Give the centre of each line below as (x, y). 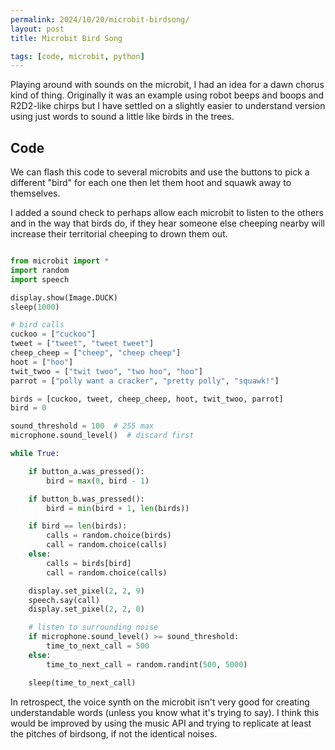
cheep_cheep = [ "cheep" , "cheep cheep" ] (96, 353)
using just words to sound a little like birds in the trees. (122, 117)
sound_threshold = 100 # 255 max (82, 426)
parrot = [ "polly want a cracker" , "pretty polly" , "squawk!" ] (145, 381)
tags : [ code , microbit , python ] (77, 56)
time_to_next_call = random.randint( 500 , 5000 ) (147, 664)
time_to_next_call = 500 (98, 646)
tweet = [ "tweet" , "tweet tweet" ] (82, 344)
